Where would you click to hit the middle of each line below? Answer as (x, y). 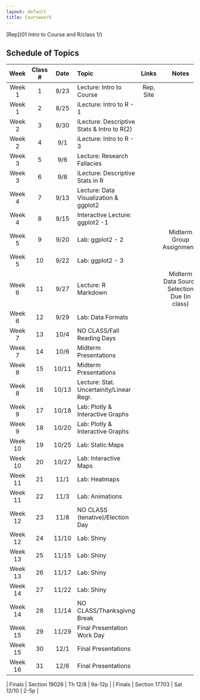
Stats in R (90, 181)
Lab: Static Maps (101, 445)
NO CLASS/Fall (98, 331)
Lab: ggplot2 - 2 (100, 240)
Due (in (181, 296)
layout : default (26, 12)
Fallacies (90, 164)
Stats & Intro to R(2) (105, 129)
